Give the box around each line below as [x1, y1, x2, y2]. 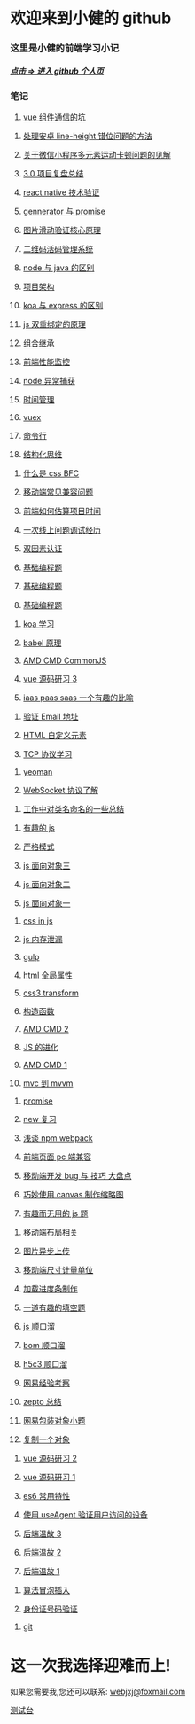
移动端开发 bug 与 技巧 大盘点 [22, 1171, 132, 1182]
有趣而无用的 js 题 [22, 1208, 89, 1219]
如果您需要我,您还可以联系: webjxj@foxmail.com [10, 1686, 185, 1697]
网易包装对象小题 [22, 1416, 86, 1426]
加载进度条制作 [22, 1283, 78, 1294]
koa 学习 [22, 619, 55, 629]
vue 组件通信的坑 [22, 112, 87, 122]
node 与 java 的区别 [22, 262, 95, 273]
